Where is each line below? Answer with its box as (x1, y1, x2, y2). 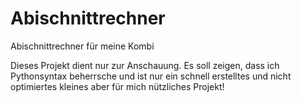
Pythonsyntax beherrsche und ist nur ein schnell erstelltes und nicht (10, 70, 292, 82)
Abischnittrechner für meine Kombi (10, 40, 155, 52)
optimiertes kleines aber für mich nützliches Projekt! (10, 80, 225, 92)
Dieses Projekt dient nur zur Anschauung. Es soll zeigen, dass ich (10, 59, 280, 71)
